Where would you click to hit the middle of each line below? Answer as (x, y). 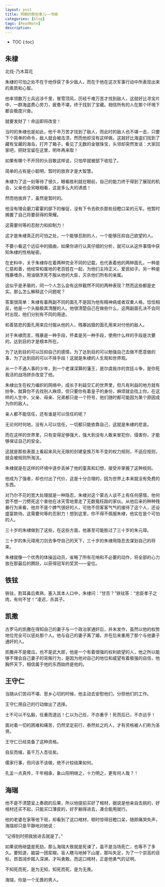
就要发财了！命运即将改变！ (33, 121)
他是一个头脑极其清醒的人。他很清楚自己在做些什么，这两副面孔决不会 (84, 308)
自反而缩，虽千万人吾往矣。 (33, 752)
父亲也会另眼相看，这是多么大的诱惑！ (52, 187)
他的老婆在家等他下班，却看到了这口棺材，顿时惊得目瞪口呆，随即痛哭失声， (82, 820)
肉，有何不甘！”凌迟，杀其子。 (36, 599)
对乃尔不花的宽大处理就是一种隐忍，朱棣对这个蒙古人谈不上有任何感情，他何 (82, 495)
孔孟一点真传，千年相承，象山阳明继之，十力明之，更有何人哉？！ (72, 773)
